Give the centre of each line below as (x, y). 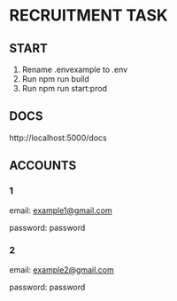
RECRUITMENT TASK (88, 16)
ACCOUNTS (43, 166)
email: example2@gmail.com (62, 269)
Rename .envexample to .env (75, 69)
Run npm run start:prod (65, 88)
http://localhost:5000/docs (58, 138)
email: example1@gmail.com (61, 210)
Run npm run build (56, 79)
